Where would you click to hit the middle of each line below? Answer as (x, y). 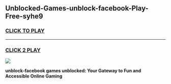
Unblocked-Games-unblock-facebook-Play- (77, 8)
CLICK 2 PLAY (23, 50)
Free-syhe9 (24, 17)
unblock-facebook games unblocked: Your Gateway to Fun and (73, 70)
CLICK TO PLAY (25, 31)
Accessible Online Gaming (34, 76)
